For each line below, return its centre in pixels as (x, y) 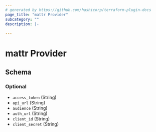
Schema (18, 72)
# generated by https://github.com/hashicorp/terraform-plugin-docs (78, 10)
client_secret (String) (36, 124)
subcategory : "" (22, 19)
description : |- (22, 24)
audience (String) (30, 108)
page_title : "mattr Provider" (37, 15)
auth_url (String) (30, 113)
